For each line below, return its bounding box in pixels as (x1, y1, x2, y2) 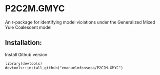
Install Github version (5, 51, 48, 57)
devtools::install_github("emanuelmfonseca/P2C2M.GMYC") (5, 65, 123, 70)
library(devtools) (5, 61, 42, 66)
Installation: (5, 39, 42, 47)
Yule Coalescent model (5, 24, 52, 30)
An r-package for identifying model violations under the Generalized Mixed (5, 19, 156, 25)
